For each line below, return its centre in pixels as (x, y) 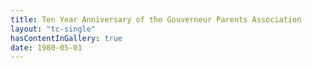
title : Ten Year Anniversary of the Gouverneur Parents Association (156, 19)
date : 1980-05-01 (46, 47)
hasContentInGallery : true (66, 38)
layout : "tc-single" (53, 29)
